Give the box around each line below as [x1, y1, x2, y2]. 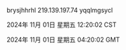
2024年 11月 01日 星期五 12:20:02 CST [6, 20, 117, 29]
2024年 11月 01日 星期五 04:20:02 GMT [6, 35, 120, 44]
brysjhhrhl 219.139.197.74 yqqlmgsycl [6, 6, 113, 14]
